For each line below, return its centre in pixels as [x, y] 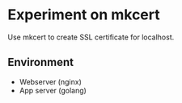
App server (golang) [53, 90]
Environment [41, 62]
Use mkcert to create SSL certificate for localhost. [91, 37]
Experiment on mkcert [84, 15]
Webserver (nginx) [50, 81]
